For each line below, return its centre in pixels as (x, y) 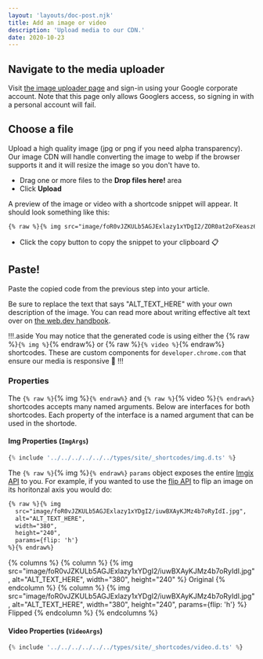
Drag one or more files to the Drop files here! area (101, 180)
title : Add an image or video (58, 23)
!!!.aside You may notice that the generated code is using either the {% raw (129, 335)
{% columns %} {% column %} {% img (70, 563)
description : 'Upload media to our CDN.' (77, 30)
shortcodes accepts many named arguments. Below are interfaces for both (129, 406)
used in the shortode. (43, 423)
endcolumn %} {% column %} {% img (69, 588)
